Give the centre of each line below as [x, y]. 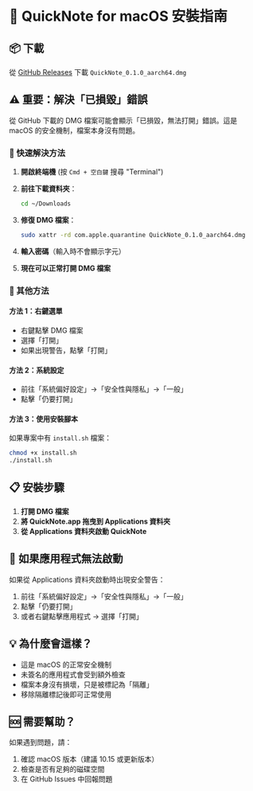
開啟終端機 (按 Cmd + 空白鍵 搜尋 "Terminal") [92, 172]
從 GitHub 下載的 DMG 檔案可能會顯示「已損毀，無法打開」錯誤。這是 [123, 120]
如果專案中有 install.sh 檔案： [60, 438]
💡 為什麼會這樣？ [51, 644]
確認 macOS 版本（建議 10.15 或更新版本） [90, 759]
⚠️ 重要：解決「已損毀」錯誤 [78, 100]
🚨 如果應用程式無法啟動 [66, 559]
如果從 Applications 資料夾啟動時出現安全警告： [87, 579]
